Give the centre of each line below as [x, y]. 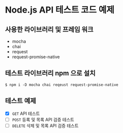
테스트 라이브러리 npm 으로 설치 [50, 73]
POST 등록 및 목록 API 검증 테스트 [43, 119]
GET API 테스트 [26, 113]
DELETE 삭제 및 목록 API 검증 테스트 [45, 125]
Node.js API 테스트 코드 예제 [60, 10]
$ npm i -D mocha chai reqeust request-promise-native [62, 85]
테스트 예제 [21, 101]
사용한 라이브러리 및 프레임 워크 [49, 29]
